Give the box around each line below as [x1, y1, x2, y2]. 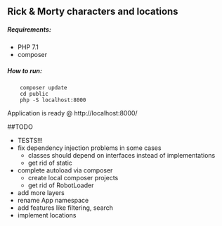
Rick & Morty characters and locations [7, 6, 178, 18]
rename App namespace [17, 196, 89, 205]
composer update [20, 84, 68, 92]
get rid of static [27, 158, 72, 168]
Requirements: [7, 25, 51, 34]
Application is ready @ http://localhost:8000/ [7, 109, 138, 118]
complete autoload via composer [17, 166, 113, 175]
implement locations [17, 211, 77, 220]
